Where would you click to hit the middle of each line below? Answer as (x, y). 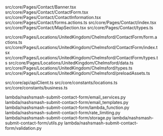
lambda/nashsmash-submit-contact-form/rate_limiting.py (63, 113)
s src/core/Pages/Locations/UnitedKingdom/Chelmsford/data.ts (69, 63)
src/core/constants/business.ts (36, 88)
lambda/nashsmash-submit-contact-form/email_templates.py (67, 102)
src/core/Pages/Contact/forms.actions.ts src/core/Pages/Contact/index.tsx (81, 22)
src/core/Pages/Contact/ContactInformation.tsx (53, 17)
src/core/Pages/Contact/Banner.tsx (41, 7)
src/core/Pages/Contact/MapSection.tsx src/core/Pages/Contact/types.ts (79, 28)
